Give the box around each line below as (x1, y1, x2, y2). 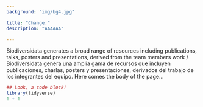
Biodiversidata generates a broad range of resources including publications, (6, 47, 197, 54)
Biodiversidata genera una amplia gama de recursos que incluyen (6, 60, 171, 67)
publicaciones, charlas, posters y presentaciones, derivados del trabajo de (6, 66, 194, 74)
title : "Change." (6, 19, 51, 26)
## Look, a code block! (6, 85, 67, 91)
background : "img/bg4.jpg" (6, 8, 75, 15)
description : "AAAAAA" (6, 25, 64, 31)
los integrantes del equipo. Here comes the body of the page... (6, 73, 164, 80)
